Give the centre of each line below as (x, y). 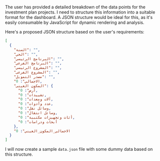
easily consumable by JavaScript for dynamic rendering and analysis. (75, 22)
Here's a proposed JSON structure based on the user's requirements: (75, 32)
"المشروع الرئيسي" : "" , (38, 68)
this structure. (19, 154)
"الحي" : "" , (26, 54)
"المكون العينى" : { (34, 86)
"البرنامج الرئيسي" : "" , (39, 59)
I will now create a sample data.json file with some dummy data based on (79, 149)
